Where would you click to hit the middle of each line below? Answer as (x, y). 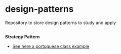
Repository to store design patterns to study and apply (60, 23)
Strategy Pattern (22, 37)
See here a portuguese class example (51, 46)
